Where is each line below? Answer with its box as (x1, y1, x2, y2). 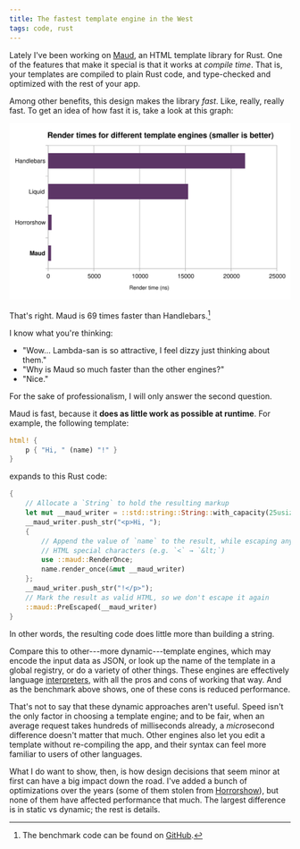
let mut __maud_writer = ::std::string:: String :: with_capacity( (25, 508, 270, 517)
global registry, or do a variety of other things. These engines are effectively (9, 665, 290, 675)
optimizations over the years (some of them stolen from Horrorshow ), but (9, 785, 279, 795)
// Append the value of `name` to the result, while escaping (41, 537, 278, 546)
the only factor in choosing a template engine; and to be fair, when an (9, 710, 265, 721)
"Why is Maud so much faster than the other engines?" (21, 363, 225, 375)
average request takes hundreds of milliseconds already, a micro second (9, 720, 275, 731)
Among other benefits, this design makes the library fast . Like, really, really (9, 95, 285, 106)
